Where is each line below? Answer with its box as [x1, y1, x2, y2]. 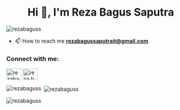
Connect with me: [6, 54, 59, 63]
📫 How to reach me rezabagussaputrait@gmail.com [14, 37, 149, 44]
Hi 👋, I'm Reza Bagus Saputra [27, 5, 175, 19]
